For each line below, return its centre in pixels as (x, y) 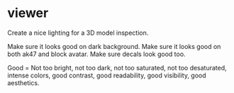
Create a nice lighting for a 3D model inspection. (78, 33)
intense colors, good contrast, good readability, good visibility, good (107, 75)
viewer (28, 13)
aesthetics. (23, 82)
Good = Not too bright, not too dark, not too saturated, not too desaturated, (117, 67)
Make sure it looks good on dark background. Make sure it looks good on (114, 46)
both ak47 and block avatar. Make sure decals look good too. (96, 54)
